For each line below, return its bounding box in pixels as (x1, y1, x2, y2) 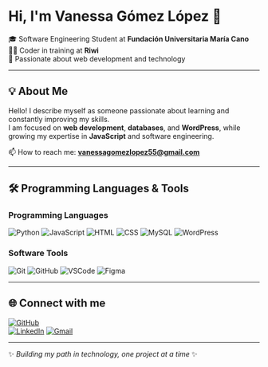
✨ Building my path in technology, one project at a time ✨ (8, 349, 198, 358)
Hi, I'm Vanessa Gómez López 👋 (8, 7, 222, 26)
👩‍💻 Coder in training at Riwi (8, 45, 100, 55)
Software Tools (8, 247, 69, 258)
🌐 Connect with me (8, 297, 106, 310)
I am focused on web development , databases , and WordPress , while (8, 123, 241, 132)
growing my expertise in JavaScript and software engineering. (8, 131, 215, 140)
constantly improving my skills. (8, 114, 110, 124)
